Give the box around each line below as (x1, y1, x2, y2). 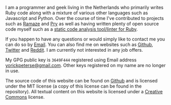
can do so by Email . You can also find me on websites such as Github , (5, 41, 154, 48)
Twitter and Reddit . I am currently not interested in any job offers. (5, 47, 143, 53)
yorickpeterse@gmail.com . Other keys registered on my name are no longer (5, 62, 166, 68)
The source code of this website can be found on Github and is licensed (5, 78, 158, 83)
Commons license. (5, 94, 45, 100)
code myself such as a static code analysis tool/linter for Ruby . (5, 26, 138, 32)
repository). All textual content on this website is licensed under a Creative (5, 89, 163, 94)
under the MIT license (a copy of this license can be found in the (5, 83, 142, 89)
